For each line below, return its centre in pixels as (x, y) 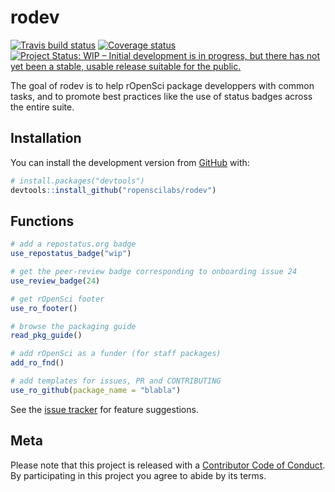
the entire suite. (42, 107)
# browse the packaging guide (73, 326)
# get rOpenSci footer (57, 299)
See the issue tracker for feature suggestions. (104, 409)
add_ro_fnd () (37, 363)
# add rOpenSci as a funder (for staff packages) (116, 354)
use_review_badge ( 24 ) (55, 281)
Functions (42, 221)
